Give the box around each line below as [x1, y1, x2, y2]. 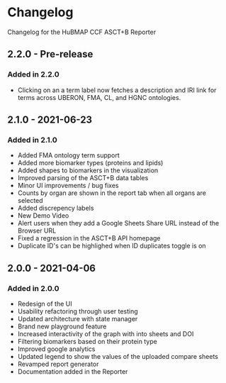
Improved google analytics [17, 345, 96, 353]
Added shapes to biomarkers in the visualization [17, 166, 159, 174]
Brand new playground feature [17, 322, 107, 331]
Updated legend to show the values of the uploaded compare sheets [17, 353, 218, 360]
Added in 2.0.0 [7, 283, 60, 293]
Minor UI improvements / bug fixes [17, 182, 119, 190]
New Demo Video [17, 211, 69, 220]
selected [17, 196, 44, 205]
